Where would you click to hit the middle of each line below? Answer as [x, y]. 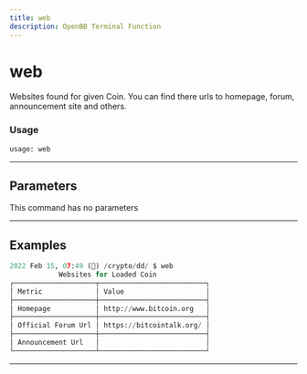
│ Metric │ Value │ [110, 291]
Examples [38, 245]
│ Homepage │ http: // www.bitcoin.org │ [110, 308]
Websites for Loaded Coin [107, 275]
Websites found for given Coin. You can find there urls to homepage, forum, [152, 97]
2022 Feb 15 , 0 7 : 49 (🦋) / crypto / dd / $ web [91, 266]
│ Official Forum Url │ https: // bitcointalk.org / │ [110, 326]
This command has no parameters [74, 208]
